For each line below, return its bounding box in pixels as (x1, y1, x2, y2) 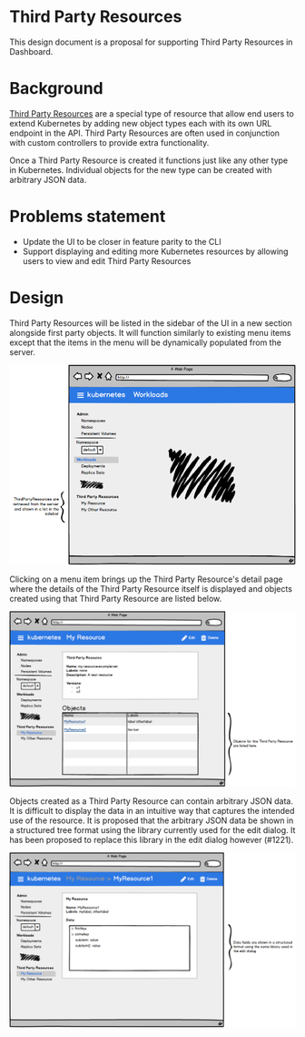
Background (9, 78, 103, 99)
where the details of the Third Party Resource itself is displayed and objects (9, 583, 293, 594)
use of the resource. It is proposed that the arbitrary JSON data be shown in (9, 815, 294, 826)
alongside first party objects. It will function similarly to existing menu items (9, 327, 291, 338)
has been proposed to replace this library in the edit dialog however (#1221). (9, 835, 294, 846)
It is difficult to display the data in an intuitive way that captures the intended (9, 806, 295, 817)
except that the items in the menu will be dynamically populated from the (9, 337, 281, 348)
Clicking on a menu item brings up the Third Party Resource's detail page (9, 574, 283, 585)
